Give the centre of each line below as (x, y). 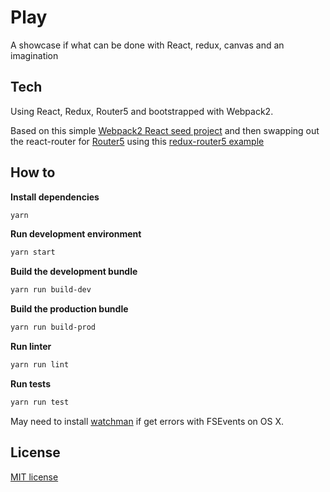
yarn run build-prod (53, 327)
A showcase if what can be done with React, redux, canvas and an (147, 45)
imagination (34, 55)
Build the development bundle (74, 272)
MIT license (34, 477)
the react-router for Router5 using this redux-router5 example (137, 141)
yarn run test (40, 402)
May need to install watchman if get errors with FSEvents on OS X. (147, 421)
